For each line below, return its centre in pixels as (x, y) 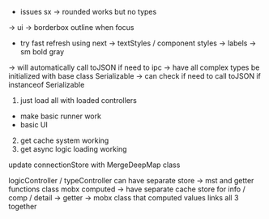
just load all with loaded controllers (79, 100)
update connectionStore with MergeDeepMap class (94, 165)
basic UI (34, 125)
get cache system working (64, 140)
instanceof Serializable (47, 85)
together (23, 206)
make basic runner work (60, 116)
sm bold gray (42, 52)
